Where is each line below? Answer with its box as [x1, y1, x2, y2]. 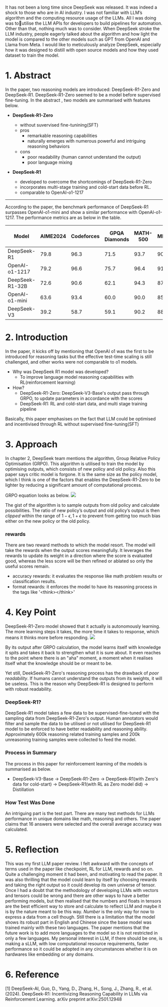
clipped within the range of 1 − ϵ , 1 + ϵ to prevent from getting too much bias [5, 512, 161, 519]
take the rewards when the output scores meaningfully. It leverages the [5, 547, 152, 553]
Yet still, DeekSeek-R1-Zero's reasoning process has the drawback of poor [5, 670, 159, 676]
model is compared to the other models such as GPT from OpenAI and [5, 36, 150, 42]
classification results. [12, 579, 56, 585]
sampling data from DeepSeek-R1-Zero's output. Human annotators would [5, 715, 158, 721]
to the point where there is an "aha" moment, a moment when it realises [5, 655, 153, 661]
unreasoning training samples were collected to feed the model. [5, 737, 136, 743]
